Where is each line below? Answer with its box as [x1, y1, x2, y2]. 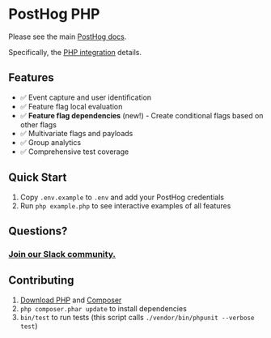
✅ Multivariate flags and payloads [19, 128, 133, 138]
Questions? [8, 224, 68, 237]
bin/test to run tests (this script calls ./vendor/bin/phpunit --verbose [19, 312, 255, 322]
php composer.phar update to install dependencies [19, 303, 188, 313]
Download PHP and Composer [19, 295, 122, 305]
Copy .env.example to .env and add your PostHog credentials [19, 192, 225, 202]
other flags [19, 119, 57, 130]
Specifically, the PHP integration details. [8, 47, 142, 57]
